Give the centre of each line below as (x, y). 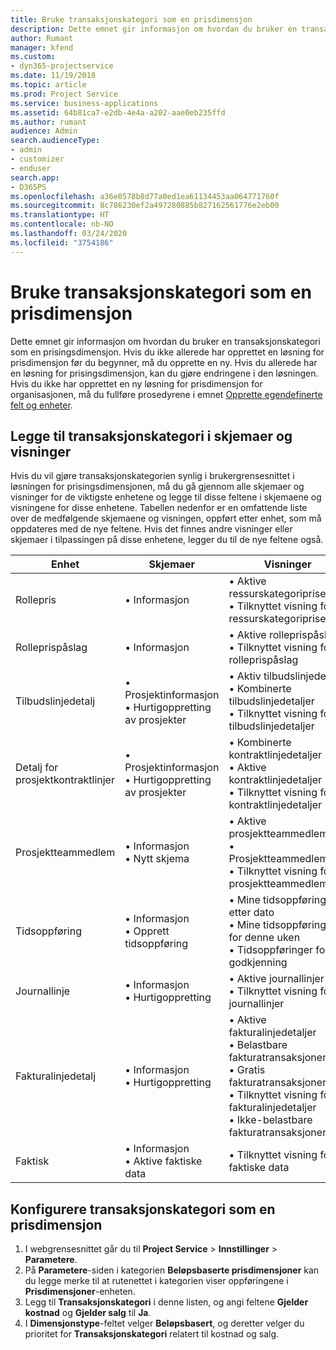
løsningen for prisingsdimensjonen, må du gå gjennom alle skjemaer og (157, 487)
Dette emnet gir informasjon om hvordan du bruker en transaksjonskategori (165, 341)
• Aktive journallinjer (276, 979)
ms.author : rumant (48, 122)
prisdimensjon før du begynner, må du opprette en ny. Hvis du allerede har (164, 362)
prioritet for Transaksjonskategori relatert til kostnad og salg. (152, 1334)
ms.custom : (33, 57)
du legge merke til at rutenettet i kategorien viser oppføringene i (156, 1281)
